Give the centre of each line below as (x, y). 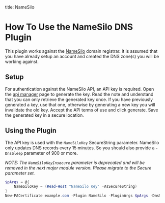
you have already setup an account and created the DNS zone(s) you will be (82, 56)
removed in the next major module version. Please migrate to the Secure (78, 168)
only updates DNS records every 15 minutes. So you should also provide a (80, 148)
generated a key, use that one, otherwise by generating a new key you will (80, 104)
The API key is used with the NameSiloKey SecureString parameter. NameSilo (82, 142)
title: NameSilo (20, 7)
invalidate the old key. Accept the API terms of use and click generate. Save (82, 110)
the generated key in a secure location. (45, 115)
